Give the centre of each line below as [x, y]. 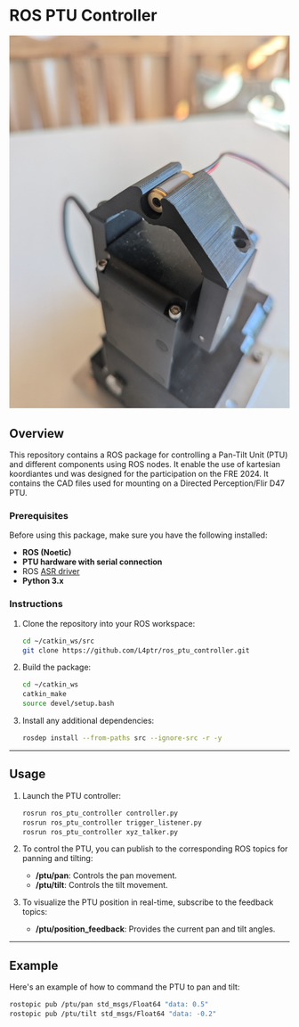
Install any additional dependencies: [88, 721]
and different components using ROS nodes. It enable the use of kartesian [145, 464]
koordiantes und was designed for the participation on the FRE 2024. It [139, 474]
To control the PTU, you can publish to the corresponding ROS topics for [155, 849]
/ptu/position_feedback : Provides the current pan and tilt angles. [155, 929]
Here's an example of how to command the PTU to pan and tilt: [125, 987]
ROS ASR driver [51, 571]
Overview [37, 433]
